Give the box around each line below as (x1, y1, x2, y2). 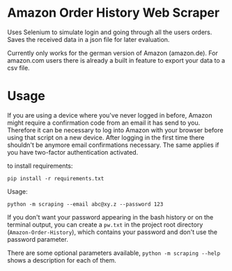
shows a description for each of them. (7, 256, 117, 264)
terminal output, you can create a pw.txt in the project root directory (7, 220, 203, 229)
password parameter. (7, 235, 68, 243)
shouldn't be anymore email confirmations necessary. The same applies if (7, 141, 219, 149)
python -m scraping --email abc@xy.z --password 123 (7, 201, 164, 208)
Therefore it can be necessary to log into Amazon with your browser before (7, 125, 224, 134)
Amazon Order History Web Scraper (7, 5, 220, 21)
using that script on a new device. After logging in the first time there (7, 133, 205, 141)
